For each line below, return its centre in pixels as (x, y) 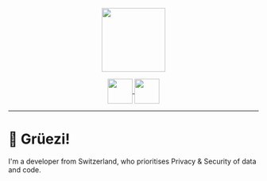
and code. (25, 169)
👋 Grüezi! (39, 139)
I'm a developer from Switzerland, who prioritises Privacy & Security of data (132, 161)
